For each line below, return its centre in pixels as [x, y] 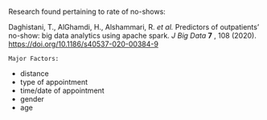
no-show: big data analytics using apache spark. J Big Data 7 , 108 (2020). [133, 36]
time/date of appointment [62, 90]
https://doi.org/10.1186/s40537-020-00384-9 [84, 44]
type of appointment [54, 82]
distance [35, 74]
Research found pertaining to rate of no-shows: [87, 12]
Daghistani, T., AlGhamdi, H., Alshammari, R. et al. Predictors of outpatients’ [134, 27]
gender [32, 99]
